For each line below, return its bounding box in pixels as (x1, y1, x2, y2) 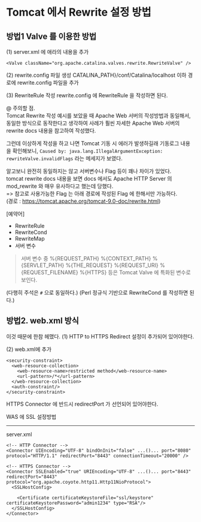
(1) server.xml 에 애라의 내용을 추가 (6, 49, 89, 55)
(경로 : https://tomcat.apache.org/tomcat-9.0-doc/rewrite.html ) (6, 197, 161, 205)
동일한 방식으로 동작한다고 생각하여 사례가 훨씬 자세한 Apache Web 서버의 (6, 119, 180, 127)
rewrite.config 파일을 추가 (17, 79, 79, 86)
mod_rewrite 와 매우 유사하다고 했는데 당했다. (6, 182, 114, 190)
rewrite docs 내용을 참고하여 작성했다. (6, 127, 96, 134)
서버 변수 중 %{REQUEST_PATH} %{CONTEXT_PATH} (20, 255, 151, 262)
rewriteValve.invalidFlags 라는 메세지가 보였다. (6, 155, 123, 162)
